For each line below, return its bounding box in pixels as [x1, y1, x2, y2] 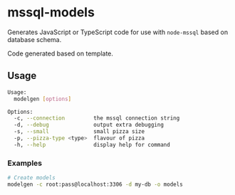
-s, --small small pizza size [14, 128, 145, 135]
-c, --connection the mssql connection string [14, 115, 180, 122]
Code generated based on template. [7, 49, 114, 58]
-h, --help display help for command [14, 141, 171, 148]
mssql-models [7, 4, 95, 21]
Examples [7, 158, 43, 168]
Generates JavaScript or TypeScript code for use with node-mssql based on [7, 28, 229, 36]
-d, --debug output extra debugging [14, 122, 164, 129]
